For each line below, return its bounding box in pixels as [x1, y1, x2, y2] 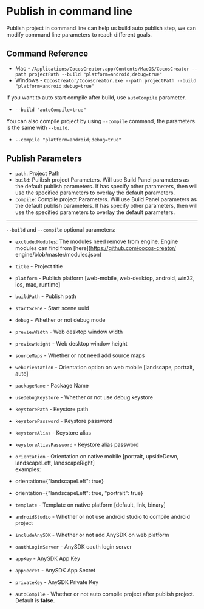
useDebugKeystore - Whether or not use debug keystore [15, 393, 154, 401]
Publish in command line [6, 4, 132, 18]
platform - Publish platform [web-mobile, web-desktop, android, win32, [15, 274, 195, 282]
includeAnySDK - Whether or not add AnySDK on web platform [15, 531, 169, 538]
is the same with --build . [6, 124, 70, 131]
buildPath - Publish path [15, 293, 77, 300]
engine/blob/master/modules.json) [15, 251, 102, 258]
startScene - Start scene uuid [15, 304, 89, 312]
